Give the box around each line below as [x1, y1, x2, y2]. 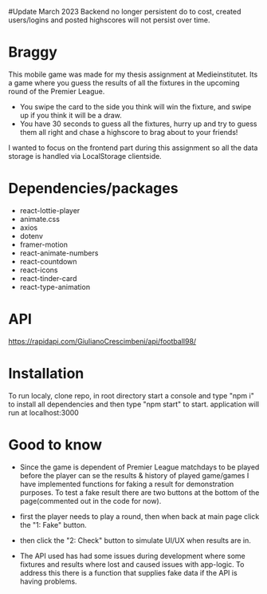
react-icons [19, 265, 58, 275]
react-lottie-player [19, 205, 80, 215]
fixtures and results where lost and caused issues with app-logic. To [19, 559, 245, 569]
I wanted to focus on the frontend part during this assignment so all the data [8, 143, 258, 152]
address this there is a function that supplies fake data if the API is [19, 568, 238, 577]
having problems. [19, 576, 77, 586]
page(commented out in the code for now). [19, 496, 162, 505]
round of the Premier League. [8, 86, 105, 96]
